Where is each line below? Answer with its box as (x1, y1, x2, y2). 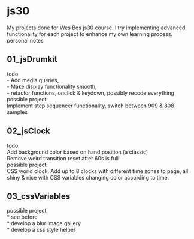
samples (7, 108, 28, 115)
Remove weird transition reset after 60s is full (7, 154, 119, 162)
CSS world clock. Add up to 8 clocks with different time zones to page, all (7, 167, 189, 175)
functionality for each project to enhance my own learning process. (7, 30, 173, 37)
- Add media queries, (7, 76, 59, 83)
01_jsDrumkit (7, 54, 57, 64)
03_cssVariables (7, 191, 71, 201)
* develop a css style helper (7, 226, 76, 234)
